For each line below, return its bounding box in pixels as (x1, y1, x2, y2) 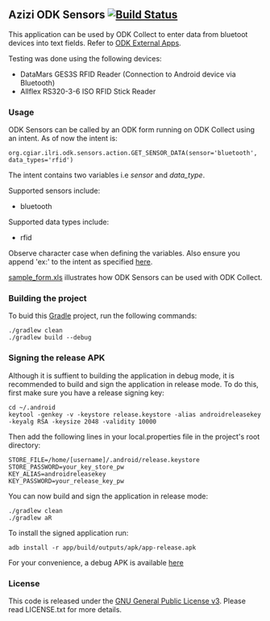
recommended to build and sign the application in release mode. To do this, (8, 379, 260, 389)
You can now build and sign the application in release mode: (8, 491, 208, 501)
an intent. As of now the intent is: (8, 134, 118, 144)
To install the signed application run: (8, 527, 129, 537)
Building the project (8, 293, 87, 304)
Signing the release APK (8, 352, 106, 364)
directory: (8, 440, 41, 450)
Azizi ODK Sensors (8, 8, 106, 22)
